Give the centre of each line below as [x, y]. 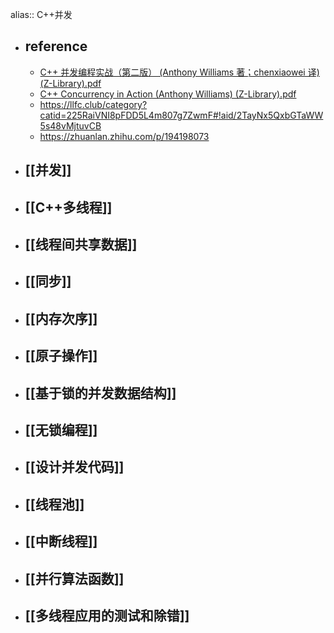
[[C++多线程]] [68, 207]
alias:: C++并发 [41, 14]
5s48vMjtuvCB [70, 125]
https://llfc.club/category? [93, 104]
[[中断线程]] [61, 541]
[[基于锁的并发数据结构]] [100, 393]
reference [56, 46]
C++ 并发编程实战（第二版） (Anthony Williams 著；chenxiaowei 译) [179, 72]
